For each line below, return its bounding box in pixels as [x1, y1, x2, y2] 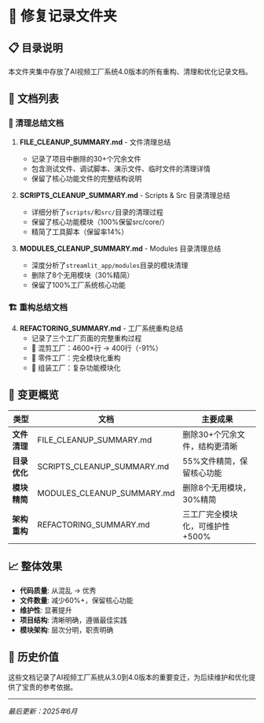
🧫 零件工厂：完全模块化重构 [31, 352, 121, 363]
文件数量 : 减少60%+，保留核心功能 [19, 595, 134, 605]
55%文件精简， [181, 455, 240, 466]
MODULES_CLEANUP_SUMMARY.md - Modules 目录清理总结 [19, 244, 222, 253]
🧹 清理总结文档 [8, 117, 64, 129]
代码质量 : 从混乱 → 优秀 [19, 585, 97, 595]
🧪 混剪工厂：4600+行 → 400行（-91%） [31, 343, 163, 352]
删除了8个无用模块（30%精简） [31, 270, 134, 280]
